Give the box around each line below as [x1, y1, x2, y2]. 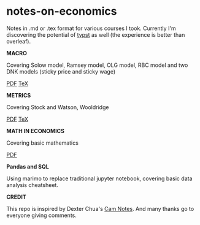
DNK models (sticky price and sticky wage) [6, 67, 116, 75]
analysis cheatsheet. [6, 181, 58, 188]
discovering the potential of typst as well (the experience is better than [6, 31, 185, 38]
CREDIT [6, 193, 26, 200]
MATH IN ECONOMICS [6, 127, 64, 134]
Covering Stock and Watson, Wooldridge [6, 103, 109, 111]
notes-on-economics [6, 4, 117, 18]
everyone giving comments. [6, 212, 77, 219]
